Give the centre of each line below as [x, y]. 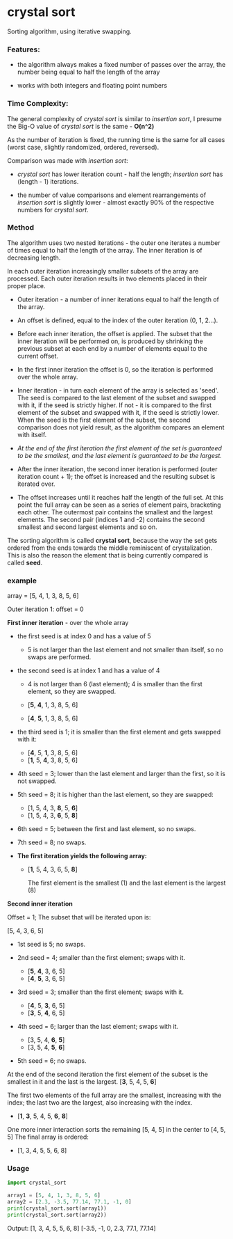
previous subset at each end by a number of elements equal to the [112, 348]
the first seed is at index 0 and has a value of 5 [84, 636]
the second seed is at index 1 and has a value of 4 [88, 671]
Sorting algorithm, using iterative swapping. [69, 31]
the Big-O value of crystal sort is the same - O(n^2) [81, 126]
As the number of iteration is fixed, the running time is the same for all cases [116, 139]
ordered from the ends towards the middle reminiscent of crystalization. [110, 548]
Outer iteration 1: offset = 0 [46, 609]
